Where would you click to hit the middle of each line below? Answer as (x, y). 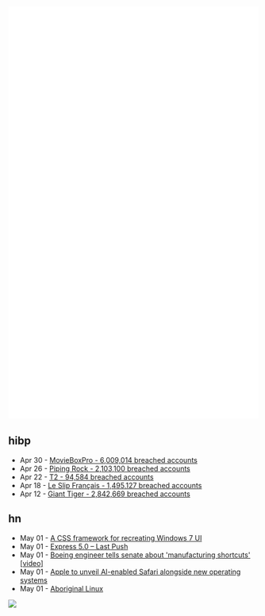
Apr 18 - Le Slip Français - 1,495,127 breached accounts (111, 485)
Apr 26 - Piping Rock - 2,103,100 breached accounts (105, 468)
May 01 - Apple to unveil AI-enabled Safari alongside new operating (130, 572)
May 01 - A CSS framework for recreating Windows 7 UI (111, 537)
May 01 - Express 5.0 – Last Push (74, 546)
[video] (31, 563)
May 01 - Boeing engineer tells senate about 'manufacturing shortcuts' (135, 555)
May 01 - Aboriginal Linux (61, 588)
